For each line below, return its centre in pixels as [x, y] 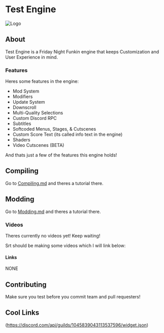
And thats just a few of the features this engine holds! [61, 155]
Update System [29, 102]
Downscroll [24, 107]
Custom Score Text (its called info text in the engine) [68, 134]
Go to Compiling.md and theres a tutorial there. [54, 183]
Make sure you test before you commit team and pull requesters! [73, 296]
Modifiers [23, 97]
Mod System [26, 91]
